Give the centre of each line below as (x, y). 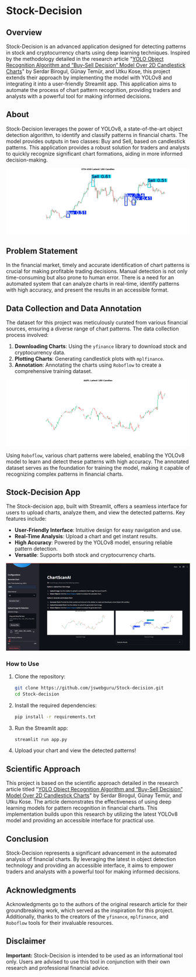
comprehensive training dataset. (53, 371)
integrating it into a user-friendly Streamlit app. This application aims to (91, 84)
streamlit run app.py (41, 739)
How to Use (23, 664)
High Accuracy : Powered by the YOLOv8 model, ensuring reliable (94, 542)
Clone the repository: (40, 676)
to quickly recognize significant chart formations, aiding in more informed (94, 153)
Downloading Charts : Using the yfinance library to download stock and (101, 346)
